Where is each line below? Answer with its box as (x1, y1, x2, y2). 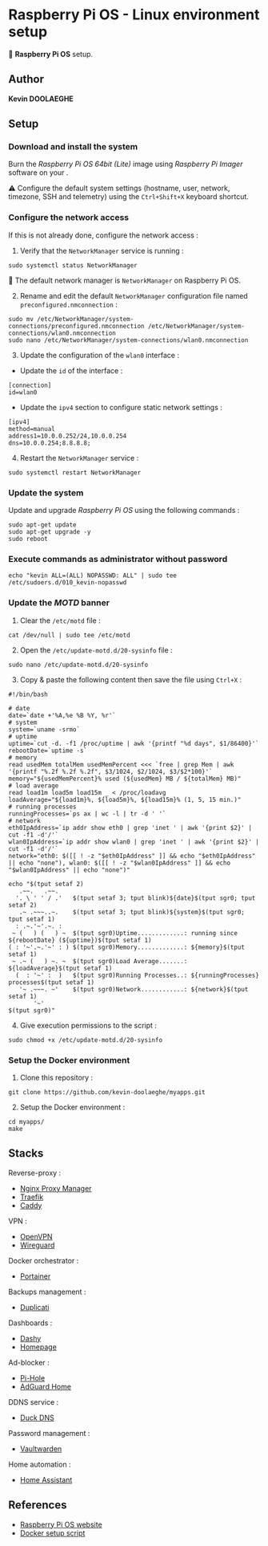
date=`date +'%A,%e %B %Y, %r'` (8, 711, 116, 719)
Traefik (19, 1192, 44, 1202)
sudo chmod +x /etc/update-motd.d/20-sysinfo (8, 1035, 162, 1044)
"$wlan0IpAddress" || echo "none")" (8, 865, 130, 874)
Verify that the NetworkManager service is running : (19, 246, 184, 255)
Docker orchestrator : (8, 1255, 79, 1265)
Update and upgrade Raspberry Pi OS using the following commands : (8, 506, 240, 515)
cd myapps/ (8, 1117, 45, 1125)
